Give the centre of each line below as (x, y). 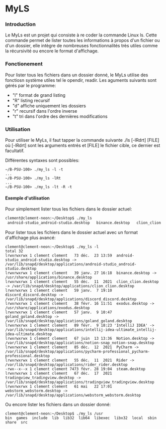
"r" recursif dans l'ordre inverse (45, 111)
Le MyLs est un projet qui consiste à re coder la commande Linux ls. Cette (81, 35)
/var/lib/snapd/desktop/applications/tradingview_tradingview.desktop (80, 382)
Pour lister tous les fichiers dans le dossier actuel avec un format (72, 232)
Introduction (20, 24)
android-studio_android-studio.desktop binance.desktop (69, 223)
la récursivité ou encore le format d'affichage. (52, 51)
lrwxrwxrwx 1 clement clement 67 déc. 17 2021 (59, 374)
